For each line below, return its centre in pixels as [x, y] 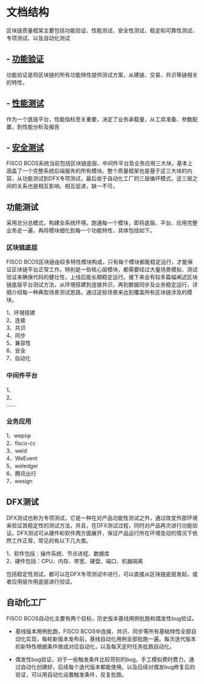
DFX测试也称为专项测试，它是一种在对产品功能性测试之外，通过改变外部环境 [102, 518]
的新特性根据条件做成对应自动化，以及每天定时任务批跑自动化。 [95, 646]
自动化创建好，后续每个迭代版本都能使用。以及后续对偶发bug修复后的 [108, 667]
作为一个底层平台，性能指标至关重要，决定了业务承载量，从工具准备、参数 [99, 119]
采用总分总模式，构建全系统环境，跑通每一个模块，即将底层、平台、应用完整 [102, 223]
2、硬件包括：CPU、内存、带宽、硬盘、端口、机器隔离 [75, 561]
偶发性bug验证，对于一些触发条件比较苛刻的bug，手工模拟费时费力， [102, 659]
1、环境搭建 [21, 313]
